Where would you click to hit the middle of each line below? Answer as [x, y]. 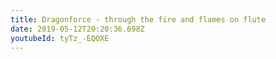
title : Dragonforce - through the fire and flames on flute [138, 19]
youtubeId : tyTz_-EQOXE [60, 38]
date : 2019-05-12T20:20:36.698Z [77, 29]
